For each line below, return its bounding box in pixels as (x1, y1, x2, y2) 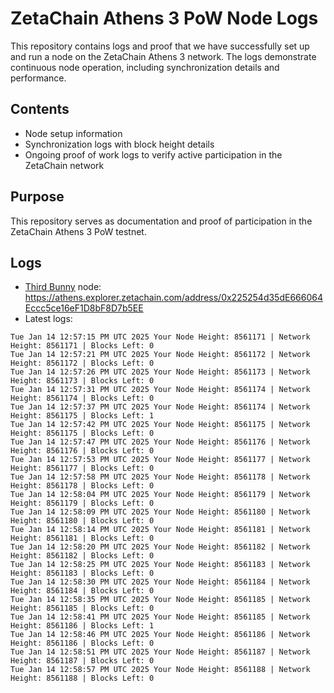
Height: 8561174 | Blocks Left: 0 (10, 393, 155, 404)
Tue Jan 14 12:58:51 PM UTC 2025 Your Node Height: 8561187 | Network (10, 647, 311, 657)
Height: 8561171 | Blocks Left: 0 (10, 341, 155, 351)
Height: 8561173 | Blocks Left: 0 (10, 376, 155, 386)
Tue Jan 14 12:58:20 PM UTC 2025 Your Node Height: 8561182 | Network (10, 542, 311, 552)
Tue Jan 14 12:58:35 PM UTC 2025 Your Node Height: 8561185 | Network (10, 595, 311, 605)
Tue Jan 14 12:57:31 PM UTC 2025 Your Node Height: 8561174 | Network (10, 385, 311, 395)
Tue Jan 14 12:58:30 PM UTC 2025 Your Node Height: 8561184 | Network (10, 577, 311, 587)
